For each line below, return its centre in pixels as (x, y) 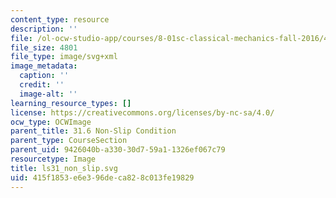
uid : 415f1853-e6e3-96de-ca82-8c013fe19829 (102, 177)
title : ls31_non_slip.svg (64, 168)
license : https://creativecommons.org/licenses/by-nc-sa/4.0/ (142, 112)
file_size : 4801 (44, 47)
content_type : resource (60, 19)
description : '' (44, 29)
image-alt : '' (48, 94)
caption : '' (44, 76)
